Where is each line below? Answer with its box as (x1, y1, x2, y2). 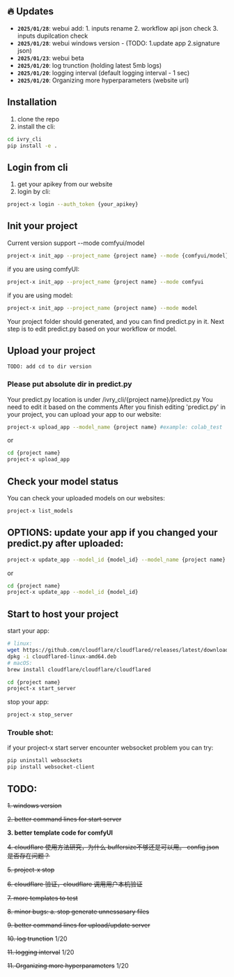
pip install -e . (7, 142, 58, 149)
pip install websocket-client (7, 763, 95, 770)
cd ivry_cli (7, 135, 42, 142)
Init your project (7, 220, 78, 232)
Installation (7, 96, 57, 108)
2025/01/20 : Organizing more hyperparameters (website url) (17, 76, 189, 84)
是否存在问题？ (7, 851, 50, 860)
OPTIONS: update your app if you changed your (7, 527, 218, 539)
